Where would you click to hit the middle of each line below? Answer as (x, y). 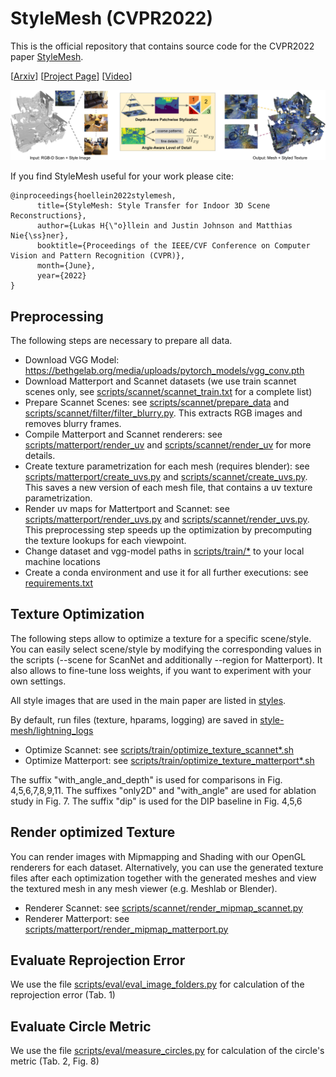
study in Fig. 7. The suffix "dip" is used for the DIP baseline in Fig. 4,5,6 (156, 801)
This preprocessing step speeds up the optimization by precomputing (168, 529)
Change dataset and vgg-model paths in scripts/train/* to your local (164, 551)
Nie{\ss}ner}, (40, 236)
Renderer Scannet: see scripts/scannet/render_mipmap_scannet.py (163, 908)
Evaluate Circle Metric (81, 1026)
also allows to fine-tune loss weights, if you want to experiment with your (161, 670)
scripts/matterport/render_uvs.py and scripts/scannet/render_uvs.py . (167, 519)
